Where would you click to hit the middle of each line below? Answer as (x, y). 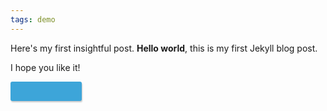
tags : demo (33, 19)
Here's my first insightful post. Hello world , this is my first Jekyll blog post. (164, 48)
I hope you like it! (45, 67)
